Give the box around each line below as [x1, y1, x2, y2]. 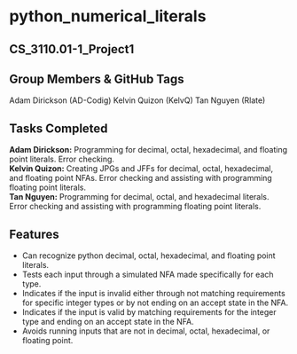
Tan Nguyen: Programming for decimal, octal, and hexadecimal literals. [9, 192, 270, 202]
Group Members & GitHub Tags [9, 71, 184, 86]
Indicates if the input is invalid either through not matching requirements [21, 288, 285, 299]
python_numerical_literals [9, 6, 207, 27]
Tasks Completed [9, 121, 108, 136]
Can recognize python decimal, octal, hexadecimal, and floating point [21, 250, 277, 261]
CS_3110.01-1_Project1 [9, 42, 135, 57]
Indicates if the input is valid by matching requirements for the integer [21, 307, 277, 318]
